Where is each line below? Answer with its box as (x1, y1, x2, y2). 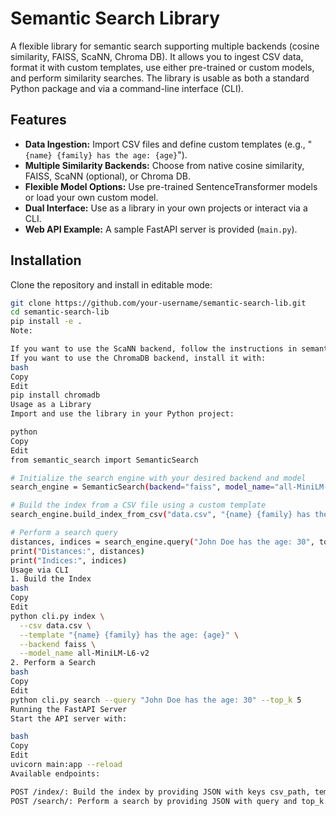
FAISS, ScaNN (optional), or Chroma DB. (24, 170, 191, 182)
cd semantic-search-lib (10, 307, 110, 317)
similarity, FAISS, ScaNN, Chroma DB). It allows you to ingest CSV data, (10, 50, 304, 62)
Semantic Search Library (10, 7, 221, 30)
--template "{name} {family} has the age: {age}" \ (19, 630, 240, 640)
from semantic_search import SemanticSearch (10, 455, 199, 465)
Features (10, 112, 67, 129)
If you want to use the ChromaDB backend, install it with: (10, 353, 267, 363)
